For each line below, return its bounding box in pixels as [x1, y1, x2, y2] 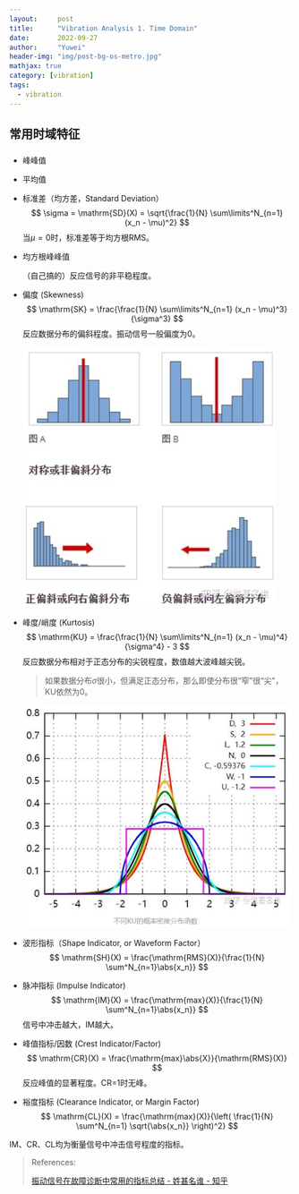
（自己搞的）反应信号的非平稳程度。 [21, 270, 157, 281]
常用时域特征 [9, 126, 81, 142]
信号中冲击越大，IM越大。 [21, 1019, 119, 1030]
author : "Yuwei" [9, 43, 87, 52]
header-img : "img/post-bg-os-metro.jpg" [9, 52, 163, 62]
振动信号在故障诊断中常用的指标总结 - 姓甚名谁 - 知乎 [30, 1175, 228, 1186]
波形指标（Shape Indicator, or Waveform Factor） [21, 938, 206, 949]
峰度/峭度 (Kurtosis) [21, 618, 96, 628]
